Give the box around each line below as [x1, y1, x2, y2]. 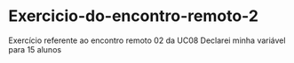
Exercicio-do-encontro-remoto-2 [8, 6, 259, 26]
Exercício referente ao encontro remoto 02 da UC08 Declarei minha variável [8, 35, 286, 45]
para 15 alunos [8, 44, 62, 54]
